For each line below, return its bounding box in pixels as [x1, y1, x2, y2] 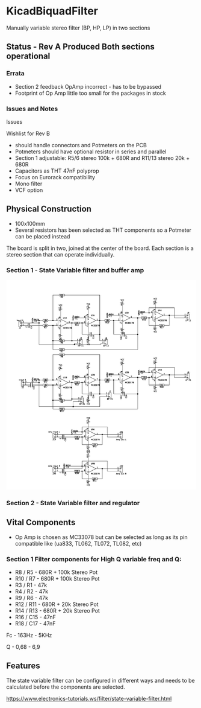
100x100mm [14, 220, 45, 227]
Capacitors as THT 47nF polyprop [14, 167, 99, 174]
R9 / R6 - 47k [14, 594, 49, 601]
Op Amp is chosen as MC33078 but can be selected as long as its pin [14, 533, 188, 541]
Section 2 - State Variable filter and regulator [6, 499, 140, 507]
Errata [6, 69, 25, 78]
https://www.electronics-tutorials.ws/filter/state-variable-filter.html [6, 695, 172, 702]
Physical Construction [6, 204, 92, 214]
